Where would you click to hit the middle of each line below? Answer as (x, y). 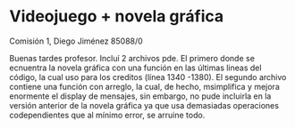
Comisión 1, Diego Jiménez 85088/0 (76, 41)
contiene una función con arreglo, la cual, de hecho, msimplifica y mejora (144, 86)
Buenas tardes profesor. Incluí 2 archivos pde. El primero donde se (132, 58)
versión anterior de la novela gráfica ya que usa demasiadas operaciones (144, 105)
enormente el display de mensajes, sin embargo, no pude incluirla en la (140, 96)
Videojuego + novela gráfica (117, 16)
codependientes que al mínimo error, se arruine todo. (107, 115)
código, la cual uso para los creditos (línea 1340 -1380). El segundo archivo (148, 77)
